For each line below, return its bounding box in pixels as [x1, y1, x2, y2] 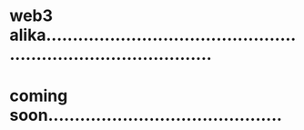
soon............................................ [9, 105, 282, 125]
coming [9, 85, 68, 106]
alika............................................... [9, 25, 297, 45]
